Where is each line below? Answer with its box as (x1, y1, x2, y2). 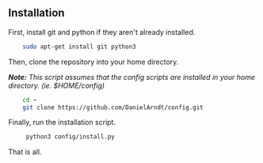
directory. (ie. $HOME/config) (8, 81, 105, 90)
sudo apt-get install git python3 (22, 43, 136, 51)
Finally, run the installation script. (8, 118, 116, 127)
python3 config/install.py (25, 133, 115, 141)
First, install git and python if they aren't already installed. (8, 27, 196, 36)
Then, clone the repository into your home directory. (8, 57, 179, 66)
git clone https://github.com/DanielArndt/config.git (22, 103, 204, 112)
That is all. (8, 147, 42, 157)
